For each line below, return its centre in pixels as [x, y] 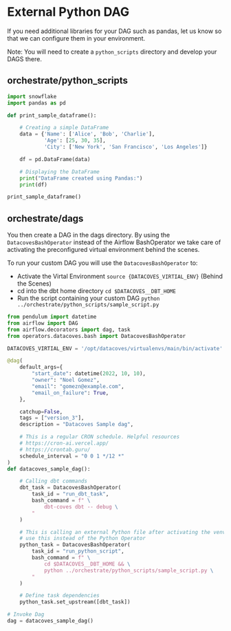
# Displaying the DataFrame [59, 172]
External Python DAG [68, 12]
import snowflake [32, 96]
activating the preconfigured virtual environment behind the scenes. [103, 250]
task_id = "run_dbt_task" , [70, 494]
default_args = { [41, 367]
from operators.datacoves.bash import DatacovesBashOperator [97, 336]
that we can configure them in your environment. [76, 38]
